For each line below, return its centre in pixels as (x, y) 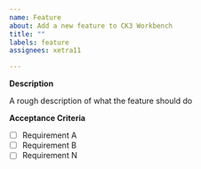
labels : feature (39, 42)
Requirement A (49, 135)
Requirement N (49, 156)
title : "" (28, 34)
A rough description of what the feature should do (101, 101)
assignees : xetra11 (45, 51)
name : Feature (36, 17)
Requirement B (49, 145)
